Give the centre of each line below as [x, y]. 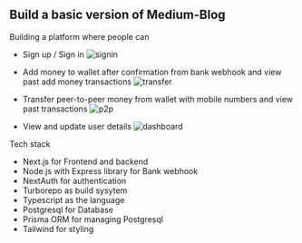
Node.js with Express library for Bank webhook [110, 170]
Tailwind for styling [58, 228]
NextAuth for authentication [74, 180]
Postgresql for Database [68, 209]
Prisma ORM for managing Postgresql [93, 219]
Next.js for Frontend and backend [85, 161]
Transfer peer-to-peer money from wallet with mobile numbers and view [157, 99]
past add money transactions [77, 82]
